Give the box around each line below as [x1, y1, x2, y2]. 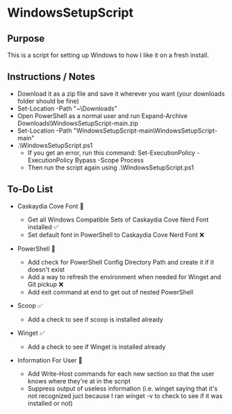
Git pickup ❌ [27, 280, 64, 288]
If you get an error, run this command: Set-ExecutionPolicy [27, 148, 196, 157]
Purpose [7, 33, 45, 44]
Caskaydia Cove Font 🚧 [17, 201, 85, 210]
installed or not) [27, 399, 73, 407]
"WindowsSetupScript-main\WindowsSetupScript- [73, 126, 217, 135]
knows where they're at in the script [27, 376, 131, 385]
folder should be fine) [17, 97, 80, 105]
